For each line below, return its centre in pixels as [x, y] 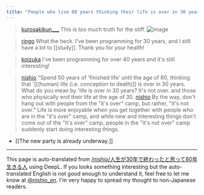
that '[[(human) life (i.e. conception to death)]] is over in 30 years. [103, 84]
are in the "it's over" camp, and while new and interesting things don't [108, 116]
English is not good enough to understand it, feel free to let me [111, 173]
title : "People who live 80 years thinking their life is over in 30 [96, 12]
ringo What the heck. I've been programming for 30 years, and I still [106, 41]
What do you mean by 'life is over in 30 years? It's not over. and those [108, 90]
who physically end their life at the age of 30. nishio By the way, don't [108, 97]
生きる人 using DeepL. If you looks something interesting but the [87, 166]
